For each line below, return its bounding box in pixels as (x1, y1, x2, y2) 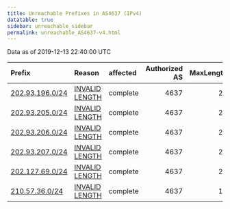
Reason (74, 68, 99, 78)
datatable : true (7, 16, 53, 23)
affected (108, 68, 137, 78)
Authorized (145, 64, 183, 74)
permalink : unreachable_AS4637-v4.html (7, 29, 121, 36)
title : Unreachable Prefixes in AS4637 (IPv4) (7, 10, 142, 17)
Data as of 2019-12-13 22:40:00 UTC (7, 48, 112, 56)
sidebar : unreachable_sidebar (7, 23, 94, 29)
